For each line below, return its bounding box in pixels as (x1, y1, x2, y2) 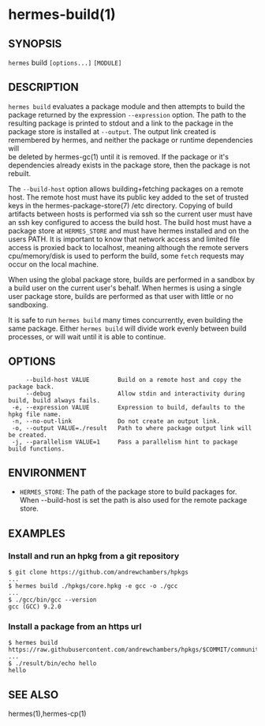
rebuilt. (8, 168, 32, 178)
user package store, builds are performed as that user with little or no (8, 291, 234, 301)
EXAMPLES (8, 526, 65, 540)
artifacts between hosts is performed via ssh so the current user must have (8, 209, 253, 219)
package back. (8, 383, 55, 391)
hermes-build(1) (8, 6, 116, 24)
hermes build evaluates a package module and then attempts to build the (8, 101, 245, 111)
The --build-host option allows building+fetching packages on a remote (8, 184, 244, 193)
